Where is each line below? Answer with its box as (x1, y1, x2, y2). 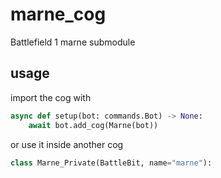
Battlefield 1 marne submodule (10, 36, 136, 48)
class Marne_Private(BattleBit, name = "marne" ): (10, 158, 213, 168)
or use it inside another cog (10, 138, 124, 150)
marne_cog (10, 3, 107, 26)
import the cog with (10, 91, 92, 103)
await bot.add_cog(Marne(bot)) (28, 120, 159, 130)
